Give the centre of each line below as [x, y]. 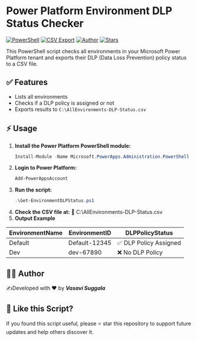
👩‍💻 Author [25, 273]
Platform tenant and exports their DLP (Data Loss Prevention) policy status [96, 57]
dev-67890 [85, 252]
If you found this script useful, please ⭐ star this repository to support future [99, 323]
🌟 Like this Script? [40, 309]
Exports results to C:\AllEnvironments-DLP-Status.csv [80, 109]
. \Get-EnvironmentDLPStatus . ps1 [54, 201]
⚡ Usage [22, 129]
